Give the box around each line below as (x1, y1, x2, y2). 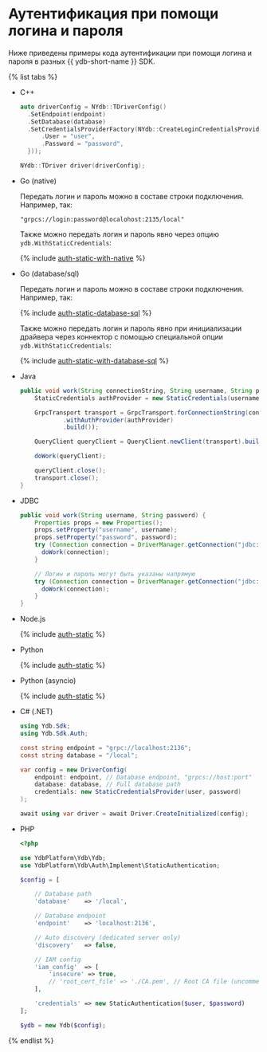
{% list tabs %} (8, 72, 58, 81)
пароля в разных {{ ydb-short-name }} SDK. (8, 57, 155, 66)
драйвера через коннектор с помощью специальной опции (19, 332, 223, 341)
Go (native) (19, 176, 57, 186)
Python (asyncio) (19, 676, 77, 685)
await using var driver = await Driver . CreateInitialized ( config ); (19, 810, 249, 818)
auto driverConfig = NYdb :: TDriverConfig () (19, 103, 167, 111)
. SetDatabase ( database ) (27, 117, 106, 126)
